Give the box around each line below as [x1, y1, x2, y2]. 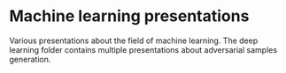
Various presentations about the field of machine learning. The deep [9, 35, 259, 46]
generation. [9, 54, 51, 64]
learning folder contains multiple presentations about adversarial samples [9, 44, 277, 55]
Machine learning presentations [9, 6, 250, 26]
